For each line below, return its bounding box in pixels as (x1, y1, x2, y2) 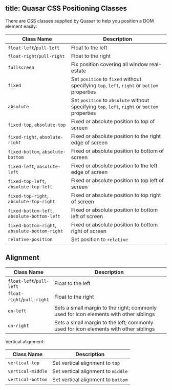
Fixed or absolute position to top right (71, 191, 161, 199)
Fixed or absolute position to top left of (71, 177, 164, 184)
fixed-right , (8, 133, 38, 140)
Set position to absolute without (71, 96, 149, 104)
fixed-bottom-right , (8, 222, 57, 229)
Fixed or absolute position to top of (71, 118, 155, 125)
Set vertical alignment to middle (52, 367, 128, 375)
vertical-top (8, 360, 40, 366)
